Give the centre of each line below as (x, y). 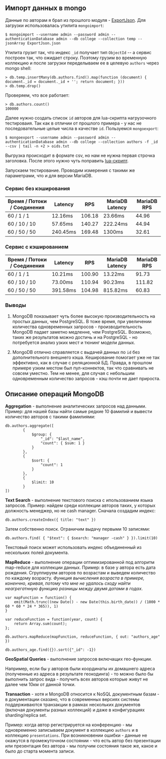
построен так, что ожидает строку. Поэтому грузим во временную (76, 58)
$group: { (41, 434)
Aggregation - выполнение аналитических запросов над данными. (76, 406)
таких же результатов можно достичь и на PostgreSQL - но (75, 337)
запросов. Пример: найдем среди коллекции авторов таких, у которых (80, 505)
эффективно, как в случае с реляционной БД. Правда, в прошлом (82, 362)
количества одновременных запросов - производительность (77, 327)
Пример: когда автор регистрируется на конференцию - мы (69, 725)
